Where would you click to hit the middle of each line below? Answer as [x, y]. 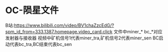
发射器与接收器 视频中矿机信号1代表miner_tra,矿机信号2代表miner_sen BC [82, 38]
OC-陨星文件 [32, 10]
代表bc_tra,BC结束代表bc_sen [41, 44]
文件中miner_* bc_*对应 [138, 31]
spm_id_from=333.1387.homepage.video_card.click [59, 31]
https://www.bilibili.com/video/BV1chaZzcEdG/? [64, 25]
